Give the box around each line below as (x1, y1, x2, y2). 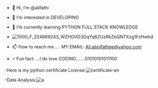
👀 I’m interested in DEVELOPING (12, 14, 79, 20)
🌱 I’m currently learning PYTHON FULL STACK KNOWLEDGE (12, 24, 138, 30)
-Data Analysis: (5, 77, 37, 82)
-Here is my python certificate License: (5, 67, 86, 73)
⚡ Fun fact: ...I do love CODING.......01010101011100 (12, 55, 117, 61)
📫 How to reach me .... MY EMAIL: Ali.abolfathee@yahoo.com (12, 44, 142, 49)
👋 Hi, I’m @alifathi (12, 5, 49, 10)
